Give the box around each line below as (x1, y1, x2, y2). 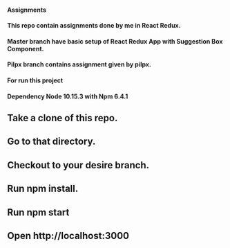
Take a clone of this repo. (7, 112, 118, 124)
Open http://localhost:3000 (7, 229, 130, 242)
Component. (7, 44, 44, 53)
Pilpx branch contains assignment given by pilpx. (7, 60, 152, 69)
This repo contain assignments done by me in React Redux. (7, 21, 181, 30)
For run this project (7, 76, 64, 85)
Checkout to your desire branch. (7, 159, 150, 171)
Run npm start (7, 206, 70, 218)
